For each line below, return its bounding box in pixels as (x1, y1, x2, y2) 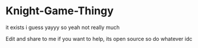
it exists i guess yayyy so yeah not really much (5, 24, 120, 31)
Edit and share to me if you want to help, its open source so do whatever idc (5, 35, 193, 42)
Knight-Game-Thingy (5, 4, 114, 18)
